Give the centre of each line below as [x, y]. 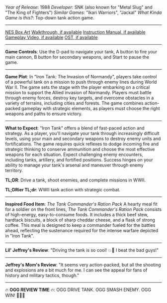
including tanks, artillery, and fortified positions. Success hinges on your [79, 160]
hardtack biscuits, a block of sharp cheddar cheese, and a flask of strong [80, 220]
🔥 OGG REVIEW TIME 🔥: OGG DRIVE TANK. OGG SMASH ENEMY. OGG [78, 290]
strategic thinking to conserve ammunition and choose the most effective [80, 149]
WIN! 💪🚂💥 [15, 295]
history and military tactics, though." [42, 275]
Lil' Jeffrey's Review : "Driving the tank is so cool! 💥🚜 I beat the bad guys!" [82, 250]
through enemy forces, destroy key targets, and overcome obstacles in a [80, 98]
